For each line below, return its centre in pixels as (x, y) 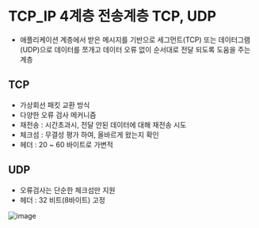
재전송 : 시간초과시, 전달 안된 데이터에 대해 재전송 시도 (103, 124)
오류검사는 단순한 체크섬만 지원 (67, 190)
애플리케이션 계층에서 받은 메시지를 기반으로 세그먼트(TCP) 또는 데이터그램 (135, 40)
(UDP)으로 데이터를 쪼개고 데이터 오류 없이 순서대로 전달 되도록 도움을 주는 (135, 49)
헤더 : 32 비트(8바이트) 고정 (62, 199)
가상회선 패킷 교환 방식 (55, 104)
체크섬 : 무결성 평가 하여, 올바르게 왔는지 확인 (90, 135)
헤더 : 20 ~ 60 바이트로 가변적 (66, 144)
